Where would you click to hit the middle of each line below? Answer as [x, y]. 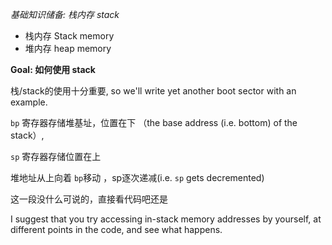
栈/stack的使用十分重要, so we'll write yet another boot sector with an [153, 91]
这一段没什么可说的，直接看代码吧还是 [89, 199]
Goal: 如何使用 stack [53, 69]
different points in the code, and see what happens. [116, 229]
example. [29, 102]
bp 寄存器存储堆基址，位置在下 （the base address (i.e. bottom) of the [154, 122]
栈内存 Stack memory [69, 36]
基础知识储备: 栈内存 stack [65, 14]
